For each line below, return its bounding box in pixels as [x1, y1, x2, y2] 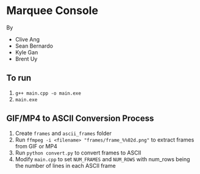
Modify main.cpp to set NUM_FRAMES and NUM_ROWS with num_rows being [15, 155, 190, 162]
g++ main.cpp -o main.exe [15, 90, 81, 96]
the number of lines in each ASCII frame [15, 162, 116, 169]
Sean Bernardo [15, 42, 54, 49]
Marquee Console [6, 4, 99, 18]
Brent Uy [15, 55, 38, 62]
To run [6, 73, 32, 83]
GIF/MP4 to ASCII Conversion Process [6, 114, 154, 124]
